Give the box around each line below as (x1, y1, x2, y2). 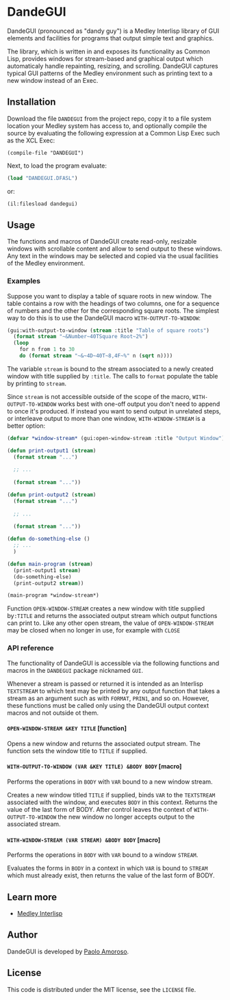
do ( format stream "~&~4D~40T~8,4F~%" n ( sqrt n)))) (19, 352, 173, 359)
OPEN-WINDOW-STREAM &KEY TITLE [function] (7, 724, 127, 732)
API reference (7, 643, 54, 653)
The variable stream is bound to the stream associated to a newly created (7, 364, 214, 373)
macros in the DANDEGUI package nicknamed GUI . (7, 666, 144, 674)
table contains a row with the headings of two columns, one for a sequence (7, 299, 220, 307)
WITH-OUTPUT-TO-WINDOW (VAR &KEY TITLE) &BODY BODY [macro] (7, 762, 182, 771)
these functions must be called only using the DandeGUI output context (7, 701, 209, 709)
